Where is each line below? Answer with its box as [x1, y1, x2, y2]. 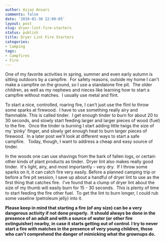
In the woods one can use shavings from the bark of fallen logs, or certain [5, 154, 156, 160]
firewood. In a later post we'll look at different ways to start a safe [5, 133, 140, 139]
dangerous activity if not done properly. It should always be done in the [5, 210, 156, 216]
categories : [5, 40, 30, 44]
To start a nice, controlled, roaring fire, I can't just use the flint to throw [5, 102, 149, 108]
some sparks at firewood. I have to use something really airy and [5, 107, 138, 113]
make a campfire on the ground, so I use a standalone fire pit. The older [5, 82, 152, 88]
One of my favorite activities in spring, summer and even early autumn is [5, 71, 153, 77]
